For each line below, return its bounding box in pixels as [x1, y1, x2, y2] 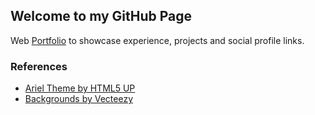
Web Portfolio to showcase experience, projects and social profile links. [10, 34, 305, 46]
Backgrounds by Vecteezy [24, 93, 134, 105]
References [10, 59, 68, 73]
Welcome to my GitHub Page [10, 8, 193, 25]
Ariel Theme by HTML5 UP [24, 82, 136, 94]
